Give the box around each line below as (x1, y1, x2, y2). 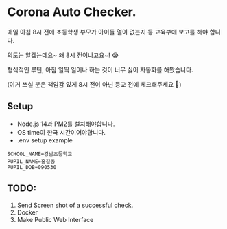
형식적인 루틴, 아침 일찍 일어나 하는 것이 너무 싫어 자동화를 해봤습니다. (7, 65, 193, 74)
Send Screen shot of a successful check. (16, 201, 134, 209)
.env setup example (16, 135, 73, 144)
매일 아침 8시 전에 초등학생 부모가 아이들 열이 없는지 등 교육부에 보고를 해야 (7, 28, 208, 36)
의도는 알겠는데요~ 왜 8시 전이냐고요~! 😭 (7, 51, 119, 59)
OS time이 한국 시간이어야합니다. (16, 128, 106, 136)
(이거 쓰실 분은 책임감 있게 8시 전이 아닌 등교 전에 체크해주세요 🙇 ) (7, 80, 182, 88)
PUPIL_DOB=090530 (7, 164, 57, 171)
